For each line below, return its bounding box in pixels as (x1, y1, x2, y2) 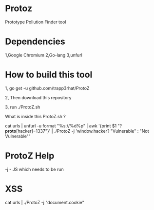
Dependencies (5, 36, 65, 47)
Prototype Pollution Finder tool (5, 19, 66, 25)
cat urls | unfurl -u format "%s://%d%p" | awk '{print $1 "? (5, 122, 122, 129)
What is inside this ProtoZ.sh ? (5, 113, 66, 119)
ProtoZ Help (5, 150, 55, 161)
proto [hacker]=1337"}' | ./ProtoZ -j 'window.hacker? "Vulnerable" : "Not (5, 128, 150, 134)
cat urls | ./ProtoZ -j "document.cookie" (5, 199, 84, 205)
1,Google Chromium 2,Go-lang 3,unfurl (5, 52, 83, 58)
